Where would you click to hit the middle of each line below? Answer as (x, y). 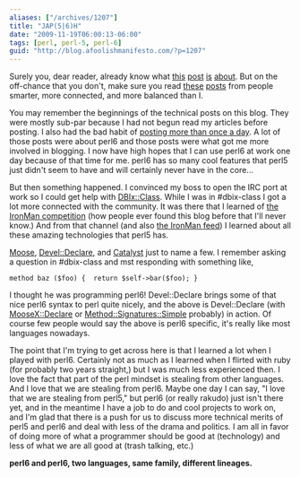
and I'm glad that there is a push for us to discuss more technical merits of (146, 417)
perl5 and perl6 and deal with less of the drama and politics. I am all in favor (149, 427)
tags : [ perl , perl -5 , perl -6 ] (66, 43)
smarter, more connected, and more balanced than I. (106, 96)
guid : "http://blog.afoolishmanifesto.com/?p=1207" (107, 51)
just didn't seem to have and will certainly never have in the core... (131, 170)
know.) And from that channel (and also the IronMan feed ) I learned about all (150, 226)
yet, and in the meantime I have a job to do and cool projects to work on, (142, 408)
